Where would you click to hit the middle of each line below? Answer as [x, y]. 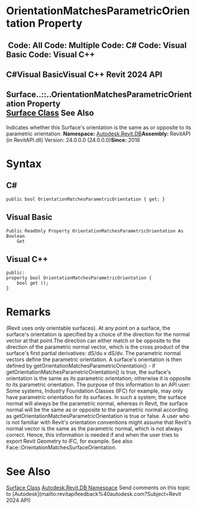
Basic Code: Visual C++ [51, 54]
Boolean [16, 236]
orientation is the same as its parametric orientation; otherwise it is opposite [98, 378]
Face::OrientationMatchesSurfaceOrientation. [61, 448]
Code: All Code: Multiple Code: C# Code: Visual [98, 45]
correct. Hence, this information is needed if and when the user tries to [92, 435]
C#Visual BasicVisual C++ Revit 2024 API [84, 74]
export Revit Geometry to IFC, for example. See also [69, 441]
